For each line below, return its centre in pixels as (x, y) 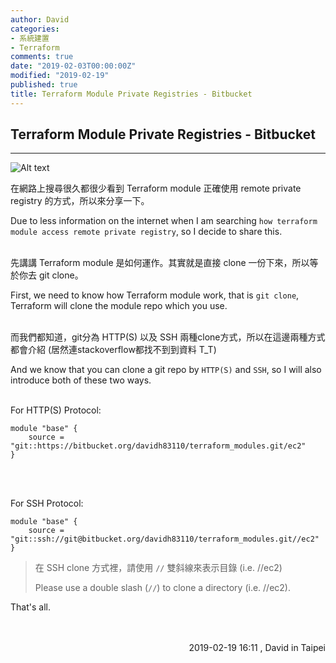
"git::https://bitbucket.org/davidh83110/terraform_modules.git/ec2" (158, 446)
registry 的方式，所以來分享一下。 (80, 201)
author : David (40, 19)
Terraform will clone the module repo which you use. (119, 306)
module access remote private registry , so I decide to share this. (146, 232)
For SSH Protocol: (47, 503)
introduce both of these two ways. (81, 380)
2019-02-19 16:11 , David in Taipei (257, 648)
